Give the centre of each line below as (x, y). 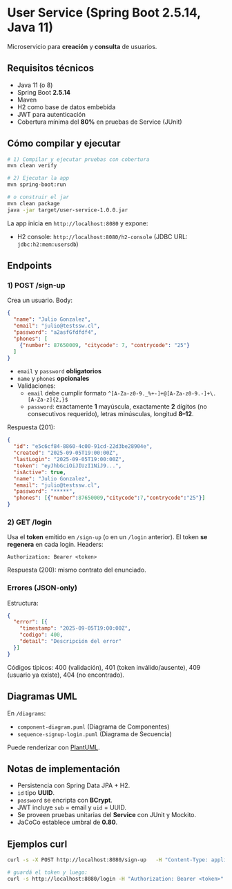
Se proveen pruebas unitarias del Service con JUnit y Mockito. (107, 815)
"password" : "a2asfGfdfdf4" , (55, 333)
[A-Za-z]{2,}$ (48, 400)
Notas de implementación (64, 769)
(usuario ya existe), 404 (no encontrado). (66, 675)
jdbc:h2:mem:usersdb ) (48, 244)
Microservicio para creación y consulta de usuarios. (82, 46)
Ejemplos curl (37, 844)
